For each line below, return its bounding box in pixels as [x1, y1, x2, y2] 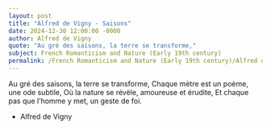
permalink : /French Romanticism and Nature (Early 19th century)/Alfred [8, 57, 258, 65]
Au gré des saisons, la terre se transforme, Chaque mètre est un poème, [8, 78, 248, 89]
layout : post [8, 11, 52, 20]
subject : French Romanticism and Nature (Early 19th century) [8, 49, 222, 57]
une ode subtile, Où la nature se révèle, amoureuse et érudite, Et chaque [8, 87, 249, 97]
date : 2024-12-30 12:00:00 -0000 [8, 27, 121, 35]
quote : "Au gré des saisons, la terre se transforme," [8, 42, 197, 50]
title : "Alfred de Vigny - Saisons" [8, 19, 131, 27]
